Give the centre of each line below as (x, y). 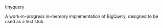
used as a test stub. (25, 21)
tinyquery (15, 7)
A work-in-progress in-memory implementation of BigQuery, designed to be (81, 16)
